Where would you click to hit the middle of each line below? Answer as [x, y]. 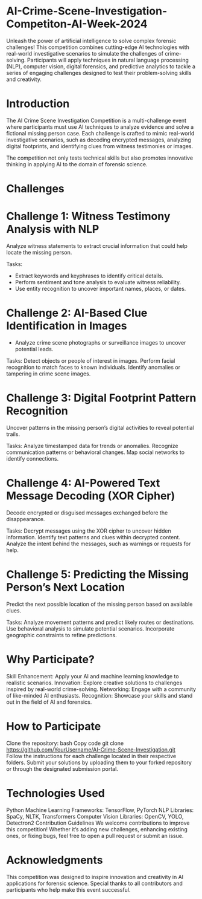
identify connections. [33, 458]
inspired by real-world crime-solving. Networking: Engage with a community [101, 689]
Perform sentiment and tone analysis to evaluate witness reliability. [98, 282]
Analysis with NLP [53, 229]
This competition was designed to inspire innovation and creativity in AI [95, 877]
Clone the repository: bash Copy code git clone [65, 743]
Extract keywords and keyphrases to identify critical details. [89, 276]
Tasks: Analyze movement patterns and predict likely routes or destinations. [100, 622]
